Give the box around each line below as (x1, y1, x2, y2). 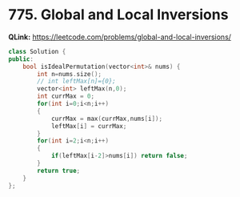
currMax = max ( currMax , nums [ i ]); (50, 115, 162, 123)
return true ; (37, 167, 81, 175)
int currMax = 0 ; (37, 92, 94, 101)
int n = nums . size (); (37, 70, 102, 78)
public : (8, 54, 34, 63)
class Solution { (8, 47, 66, 55)
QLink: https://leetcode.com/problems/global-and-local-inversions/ (8, 32, 232, 42)
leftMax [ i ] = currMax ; (50, 122, 127, 130)
